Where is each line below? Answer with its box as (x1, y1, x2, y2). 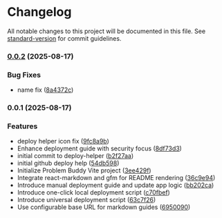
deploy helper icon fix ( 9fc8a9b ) (17, 137, 109, 146)
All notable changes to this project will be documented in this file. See (7, 27, 206, 35)
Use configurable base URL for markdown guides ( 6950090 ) (17, 203, 191, 211)
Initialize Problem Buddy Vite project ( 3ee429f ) (17, 166, 151, 175)
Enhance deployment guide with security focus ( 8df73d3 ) (17, 144, 182, 152)
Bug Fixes (7, 70, 41, 79)
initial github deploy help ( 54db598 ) (17, 159, 120, 168)
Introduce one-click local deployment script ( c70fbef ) (17, 188, 171, 197)
